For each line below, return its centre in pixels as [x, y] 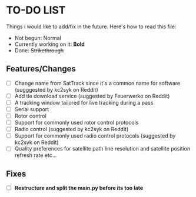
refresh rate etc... [36, 155]
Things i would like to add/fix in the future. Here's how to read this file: [91, 26]
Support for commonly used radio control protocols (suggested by [95, 136]
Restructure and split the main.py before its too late [79, 188]
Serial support [32, 109]
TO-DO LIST [36, 10]
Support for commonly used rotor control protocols [77, 123]
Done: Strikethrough [39, 50]
